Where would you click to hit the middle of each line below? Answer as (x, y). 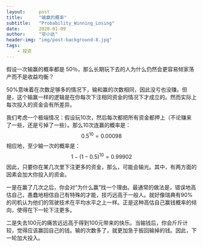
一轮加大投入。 (25, 238)
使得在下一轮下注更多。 (46, 210)
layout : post (28, 12)
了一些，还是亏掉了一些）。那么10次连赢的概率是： (69, 125)
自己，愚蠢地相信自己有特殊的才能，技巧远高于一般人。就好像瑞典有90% (102, 195)
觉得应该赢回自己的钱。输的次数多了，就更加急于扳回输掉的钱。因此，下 (107, 231)
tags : (13, 46)
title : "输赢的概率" (37, 18)
